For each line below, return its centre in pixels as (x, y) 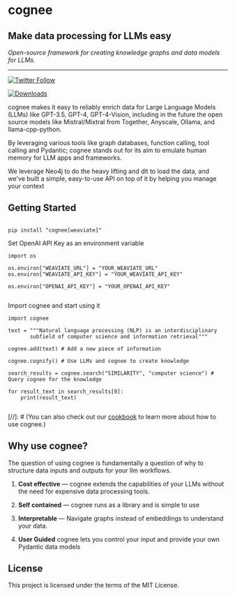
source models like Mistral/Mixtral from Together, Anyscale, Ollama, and (112, 122)
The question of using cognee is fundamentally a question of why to (106, 463)
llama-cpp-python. (35, 129)
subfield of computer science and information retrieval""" (119, 336)
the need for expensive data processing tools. (84, 491)
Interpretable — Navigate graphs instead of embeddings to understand (121, 518)
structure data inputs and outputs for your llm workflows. (90, 470)
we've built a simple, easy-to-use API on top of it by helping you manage (112, 179)
